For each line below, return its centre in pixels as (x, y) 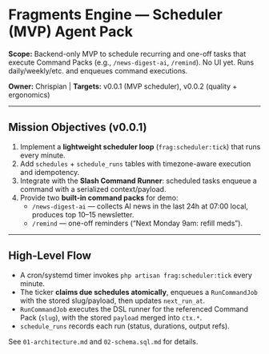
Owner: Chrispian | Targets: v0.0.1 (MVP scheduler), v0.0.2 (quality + (123, 86)
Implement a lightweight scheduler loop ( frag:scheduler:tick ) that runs (140, 146)
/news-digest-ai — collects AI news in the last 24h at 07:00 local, (140, 206)
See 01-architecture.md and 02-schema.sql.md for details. (103, 341)
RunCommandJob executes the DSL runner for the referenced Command (134, 308)
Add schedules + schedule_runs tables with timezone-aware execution (135, 163)
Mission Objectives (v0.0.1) (78, 127)
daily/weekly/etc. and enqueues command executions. (98, 70)
